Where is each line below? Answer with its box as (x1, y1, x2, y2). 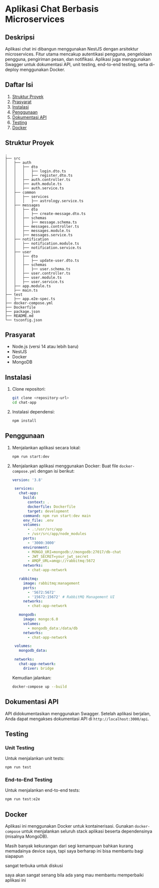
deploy (5, 67, 19, 72)
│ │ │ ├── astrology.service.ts (5, 198, 84, 203)
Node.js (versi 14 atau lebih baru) (12, 344, 79, 350)
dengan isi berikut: (37, 468, 75, 474)
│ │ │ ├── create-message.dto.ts (5, 211, 86, 216)
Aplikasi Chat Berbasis (5, 3, 99, 15)
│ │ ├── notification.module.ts (5, 241, 79, 246)
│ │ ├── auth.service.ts (5, 186, 64, 191)
